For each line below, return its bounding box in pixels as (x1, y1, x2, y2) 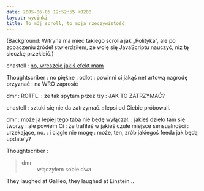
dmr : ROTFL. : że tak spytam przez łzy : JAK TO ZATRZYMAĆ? (6, 92, 165, 100)
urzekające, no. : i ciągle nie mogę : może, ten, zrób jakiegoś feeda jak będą (6, 129, 198, 137)
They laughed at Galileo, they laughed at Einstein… (6, 178, 135, 185)
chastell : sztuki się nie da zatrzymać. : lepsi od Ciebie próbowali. (6, 104, 171, 111)
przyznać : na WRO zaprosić (6, 80, 78, 88)
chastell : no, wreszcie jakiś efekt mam (6, 62, 104, 69)
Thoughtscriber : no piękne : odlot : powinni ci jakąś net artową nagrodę (6, 74, 188, 81)
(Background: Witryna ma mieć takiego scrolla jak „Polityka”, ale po (6, 37, 176, 45)
